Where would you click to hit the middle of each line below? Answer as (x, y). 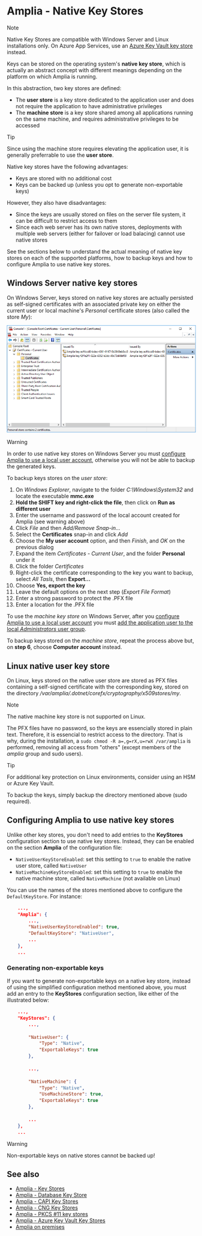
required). (19, 801)
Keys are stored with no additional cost (64, 178)
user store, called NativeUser (51, 865)
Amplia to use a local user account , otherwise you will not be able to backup (101, 460)
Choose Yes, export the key (50, 586)
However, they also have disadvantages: (57, 202)
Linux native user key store (58, 666)
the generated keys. (31, 466)
